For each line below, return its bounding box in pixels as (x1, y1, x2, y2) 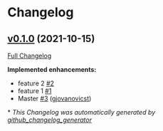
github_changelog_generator (7, 115, 93, 124)
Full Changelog (7, 51, 52, 60)
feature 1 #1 (17, 87, 52, 95)
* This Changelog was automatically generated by (7, 108, 156, 116)
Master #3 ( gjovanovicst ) (17, 94, 92, 103)
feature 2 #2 (17, 79, 55, 88)
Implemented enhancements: (7, 65, 97, 73)
